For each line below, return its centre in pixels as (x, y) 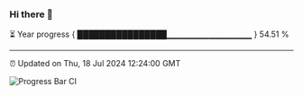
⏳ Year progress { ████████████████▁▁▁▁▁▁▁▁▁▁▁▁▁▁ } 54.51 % (149, 34)
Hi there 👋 (32, 14)
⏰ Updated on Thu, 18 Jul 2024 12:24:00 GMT (95, 64)
